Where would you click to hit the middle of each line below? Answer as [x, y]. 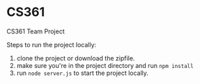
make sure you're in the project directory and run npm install [105, 65]
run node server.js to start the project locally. [83, 73]
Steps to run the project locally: [52, 44]
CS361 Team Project [36, 31]
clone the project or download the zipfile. [76, 58]
